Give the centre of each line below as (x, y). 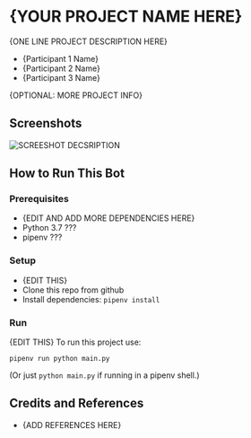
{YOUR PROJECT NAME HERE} (126, 17)
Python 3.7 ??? (49, 228)
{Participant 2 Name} (61, 68)
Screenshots (46, 123)
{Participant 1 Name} (61, 58)
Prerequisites (39, 199)
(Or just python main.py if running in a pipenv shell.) (104, 375)
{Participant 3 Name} (61, 77)
